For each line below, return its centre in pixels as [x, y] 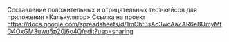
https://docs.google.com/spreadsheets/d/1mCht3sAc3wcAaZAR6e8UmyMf [115, 24]
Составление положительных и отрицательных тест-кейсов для [102, 10]
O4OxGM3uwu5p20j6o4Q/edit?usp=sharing [70, 31]
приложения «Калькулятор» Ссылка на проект [76, 17]
